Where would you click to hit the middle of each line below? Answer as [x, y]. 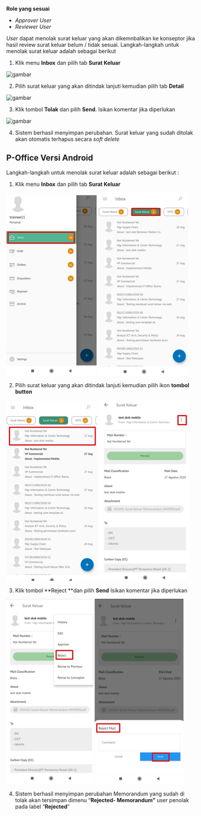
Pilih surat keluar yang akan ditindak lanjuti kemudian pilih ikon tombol [102, 385]
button [23, 391]
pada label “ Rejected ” [42, 806]
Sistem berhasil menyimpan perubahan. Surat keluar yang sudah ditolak [104, 133]
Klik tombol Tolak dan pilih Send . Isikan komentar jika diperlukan [95, 109]
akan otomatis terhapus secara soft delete [67, 139]
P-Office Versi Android [50, 158]
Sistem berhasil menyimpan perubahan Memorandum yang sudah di [100, 794]
